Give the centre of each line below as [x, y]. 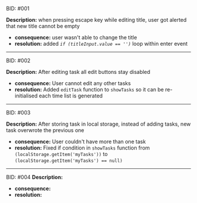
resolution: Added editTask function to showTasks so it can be [89, 89]
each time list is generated [71, 96]
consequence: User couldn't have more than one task [80, 141]
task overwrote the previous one [45, 130]
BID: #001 [18, 9]
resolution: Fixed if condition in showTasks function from [82, 148]
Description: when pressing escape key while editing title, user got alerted [96, 20]
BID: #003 [18, 113]
